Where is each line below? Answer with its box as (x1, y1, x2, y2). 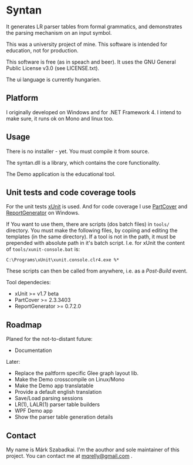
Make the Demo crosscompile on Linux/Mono (14, 376, 125, 383)
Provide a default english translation (14, 388, 102, 396)
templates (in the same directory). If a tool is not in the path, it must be (6, 233, 176, 240)
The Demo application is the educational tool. (6, 170, 116, 177)
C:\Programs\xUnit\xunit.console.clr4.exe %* (6, 257, 119, 263)
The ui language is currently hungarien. (6, 76, 101, 83)
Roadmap (6, 320, 42, 330)
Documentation (14, 347, 52, 354)
